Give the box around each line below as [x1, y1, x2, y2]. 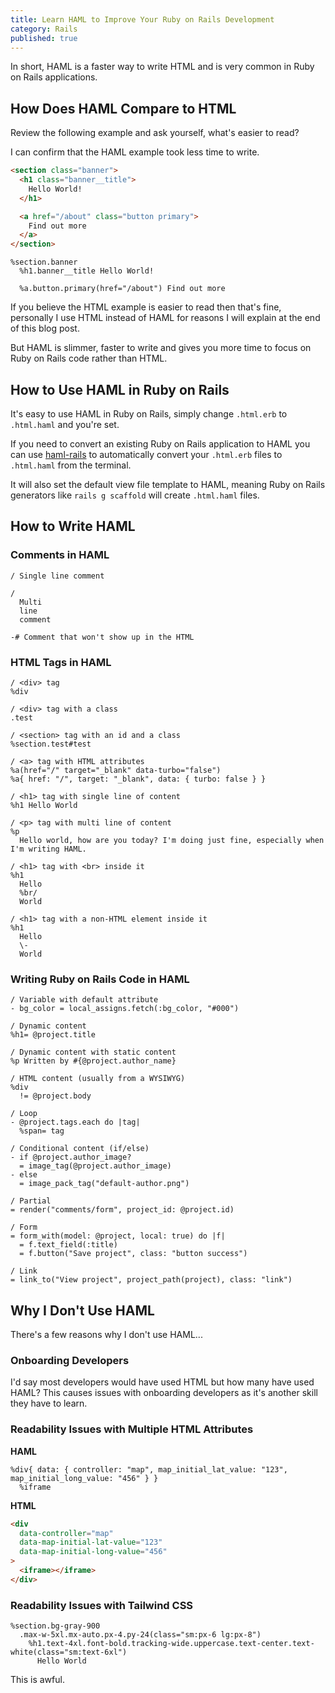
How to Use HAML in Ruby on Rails [10, 381, 230, 398]
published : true [10, 33, 78, 43]
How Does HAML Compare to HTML [10, 100, 237, 117]
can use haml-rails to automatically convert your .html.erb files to [10, 449, 283, 460]
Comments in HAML [10, 548, 110, 562]
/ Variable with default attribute [10, 995, 159, 1005]
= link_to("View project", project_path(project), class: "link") [10, 1275, 293, 1285]
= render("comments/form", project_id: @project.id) [10, 1205, 235, 1215]
